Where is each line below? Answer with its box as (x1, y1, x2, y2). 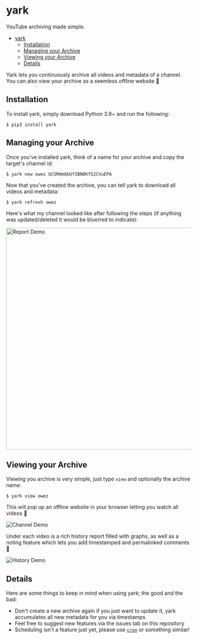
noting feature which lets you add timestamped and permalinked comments (6, 539, 190, 546)
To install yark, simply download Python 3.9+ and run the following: (6, 110, 170, 117)
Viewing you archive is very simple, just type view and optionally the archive (6, 475, 190, 482)
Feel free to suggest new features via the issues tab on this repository (14, 620, 184, 627)
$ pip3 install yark (6, 122, 57, 128)
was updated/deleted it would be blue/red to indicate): (6, 216, 138, 223)
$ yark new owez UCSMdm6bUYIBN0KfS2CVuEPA (6, 171, 112, 177)
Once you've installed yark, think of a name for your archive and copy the (6, 153, 184, 160)
